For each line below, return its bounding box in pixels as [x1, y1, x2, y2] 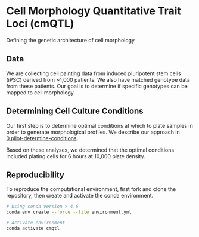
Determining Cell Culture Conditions [6, 106, 144, 116]
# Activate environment [6, 220, 66, 226]
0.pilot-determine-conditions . [6, 134, 79, 141]
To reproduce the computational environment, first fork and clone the [6, 186, 176, 193]
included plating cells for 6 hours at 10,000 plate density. [6, 152, 145, 159]
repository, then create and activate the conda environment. [6, 192, 154, 199]
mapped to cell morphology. [6, 88, 76, 96]
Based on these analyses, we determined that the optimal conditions [6, 146, 175, 153]
